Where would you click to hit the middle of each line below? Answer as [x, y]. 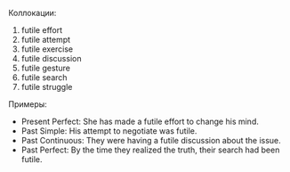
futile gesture [45, 68]
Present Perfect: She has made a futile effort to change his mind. [140, 121]
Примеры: [28, 104]
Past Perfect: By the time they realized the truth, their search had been [150, 150]
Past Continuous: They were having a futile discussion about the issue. [151, 140]
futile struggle [47, 87]
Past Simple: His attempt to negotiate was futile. [109, 131]
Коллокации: [32, 13]
